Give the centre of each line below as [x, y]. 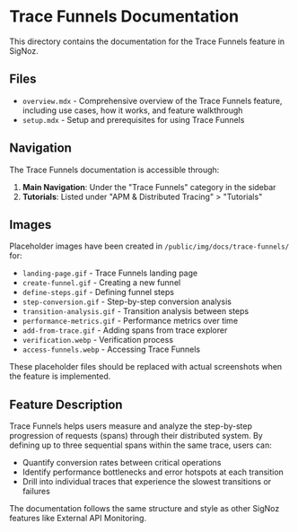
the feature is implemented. [60, 376]
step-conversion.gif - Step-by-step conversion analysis [127, 301]
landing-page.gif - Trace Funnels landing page [110, 273]
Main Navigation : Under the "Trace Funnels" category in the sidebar [149, 187]
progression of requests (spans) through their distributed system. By [136, 436]
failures [36, 492]
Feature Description [66, 404]
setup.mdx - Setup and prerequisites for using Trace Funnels [133, 119]
